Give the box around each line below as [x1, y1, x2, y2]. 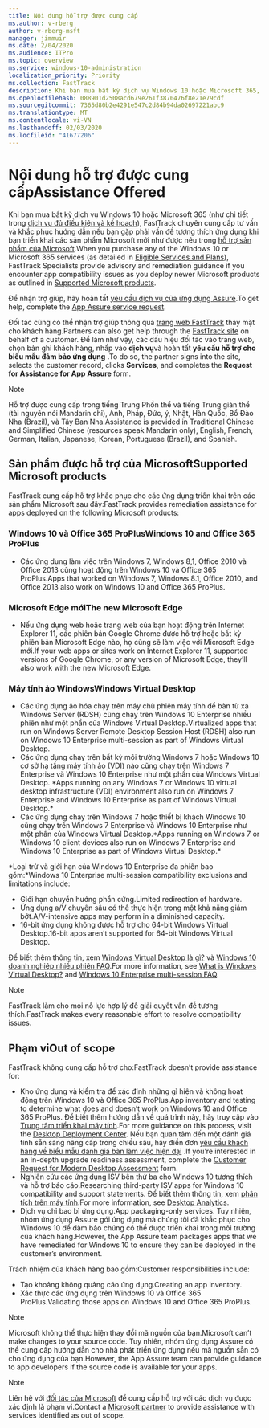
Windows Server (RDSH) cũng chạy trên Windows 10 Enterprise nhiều [19, 710, 251, 720]
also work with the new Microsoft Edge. [19, 663, 151, 672]
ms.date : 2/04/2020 [8, 42, 74, 50]
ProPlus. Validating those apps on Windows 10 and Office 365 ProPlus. [19, 1297, 252, 1307]
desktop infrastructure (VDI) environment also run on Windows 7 [19, 786, 234, 796]
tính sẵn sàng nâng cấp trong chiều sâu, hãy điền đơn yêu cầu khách [19, 1138, 249, 1148]
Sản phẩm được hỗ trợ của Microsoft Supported [8, 457, 248, 471]
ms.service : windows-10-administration [8, 64, 142, 72]
